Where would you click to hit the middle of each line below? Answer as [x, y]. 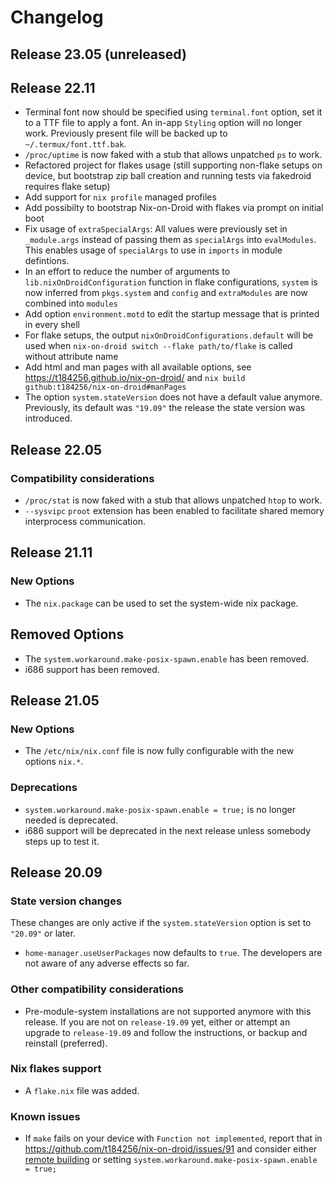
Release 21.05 [55, 700]
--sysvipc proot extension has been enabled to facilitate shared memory [174, 511]
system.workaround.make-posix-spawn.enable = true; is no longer [160, 809]
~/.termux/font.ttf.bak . [75, 144]
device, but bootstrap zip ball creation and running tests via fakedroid [168, 176]
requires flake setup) [67, 187]
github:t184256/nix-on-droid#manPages [105, 387]
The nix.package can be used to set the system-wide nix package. [161, 603]
